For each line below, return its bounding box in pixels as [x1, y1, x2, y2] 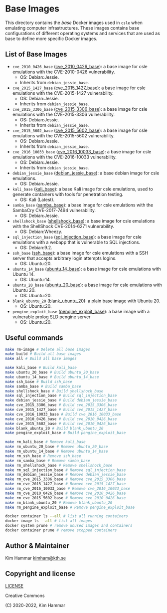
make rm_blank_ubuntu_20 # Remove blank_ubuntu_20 [5, 500, 113, 505]
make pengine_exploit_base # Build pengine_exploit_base [5, 431, 126, 436]
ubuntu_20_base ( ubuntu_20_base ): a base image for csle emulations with [12, 282, 162, 288]
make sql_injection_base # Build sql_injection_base [5, 393, 117, 398]
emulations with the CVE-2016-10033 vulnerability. [12, 154, 117, 160]
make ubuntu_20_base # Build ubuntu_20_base [5, 370, 99, 375]
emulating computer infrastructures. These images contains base [5, 25, 140, 31]
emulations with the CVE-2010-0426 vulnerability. [12, 69, 115, 75]
